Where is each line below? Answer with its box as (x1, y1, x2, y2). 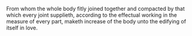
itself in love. (6, 24, 38, 31)
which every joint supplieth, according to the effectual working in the (6, 11, 177, 19)
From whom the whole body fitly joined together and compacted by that (6, 5, 185, 12)
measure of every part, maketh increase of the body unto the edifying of (6, 18, 187, 25)
